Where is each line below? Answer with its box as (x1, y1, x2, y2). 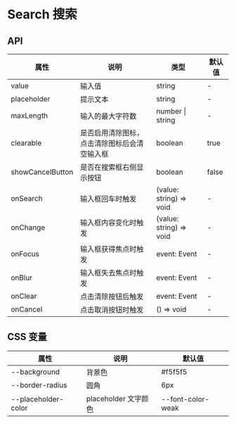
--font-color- (161, 394, 209, 404)
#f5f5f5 (161, 367, 188, 377)
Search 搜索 (7, 6, 77, 23)
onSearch (11, 194, 44, 203)
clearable (11, 138, 42, 148)
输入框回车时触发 (80, 194, 137, 204)
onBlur (11, 273, 33, 282)
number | (156, 106, 186, 116)
